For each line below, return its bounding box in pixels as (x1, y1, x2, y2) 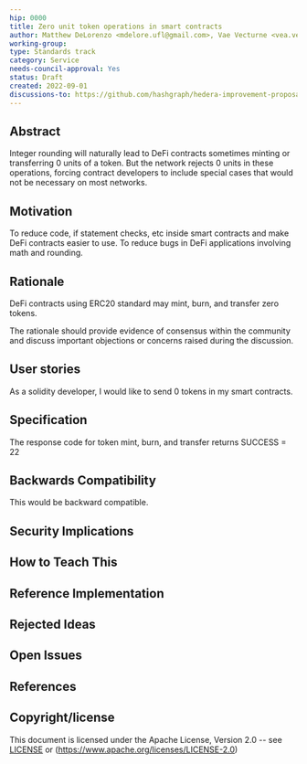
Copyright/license (9, 710, 116, 726)
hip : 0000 (9, 13, 48, 23)
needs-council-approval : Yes (9, 65, 121, 74)
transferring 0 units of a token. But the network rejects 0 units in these (9, 157, 274, 169)
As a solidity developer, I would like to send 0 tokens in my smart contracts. (9, 386, 293, 397)
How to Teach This (9, 555, 118, 570)
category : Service (9, 56, 79, 65)
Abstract (9, 123, 61, 139)
